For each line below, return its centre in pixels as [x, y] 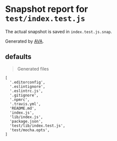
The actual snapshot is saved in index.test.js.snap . [59, 31]
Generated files [33, 69]
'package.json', [26, 121]
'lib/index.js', [26, 117]
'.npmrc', [20, 100]
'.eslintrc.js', [26, 91]
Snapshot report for [47, 9]
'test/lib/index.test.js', [37, 126]
